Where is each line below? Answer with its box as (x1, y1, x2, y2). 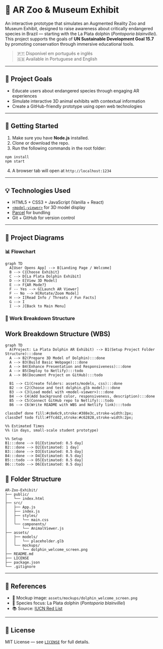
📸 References (5, 582, 47, 590)
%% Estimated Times (5, 424, 45, 428)
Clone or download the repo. (12, 140, 69, 146)
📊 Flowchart (5, 248, 36, 255)
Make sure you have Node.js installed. (12, 135, 89, 140)
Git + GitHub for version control (12, 215, 75, 221)
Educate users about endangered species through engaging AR (12, 87, 139, 94)
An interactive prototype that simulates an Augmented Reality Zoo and (5, 20, 146, 26)
